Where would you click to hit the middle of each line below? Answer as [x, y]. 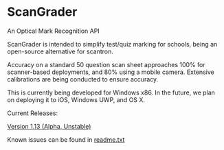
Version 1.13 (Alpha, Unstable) [49, 126]
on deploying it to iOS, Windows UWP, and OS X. [76, 99]
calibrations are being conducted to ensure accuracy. [83, 79]
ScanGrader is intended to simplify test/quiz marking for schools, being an [112, 44]
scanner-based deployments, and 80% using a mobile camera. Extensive [111, 72]
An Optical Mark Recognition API [53, 31]
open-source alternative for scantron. [60, 51]
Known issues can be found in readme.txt [66, 139]
